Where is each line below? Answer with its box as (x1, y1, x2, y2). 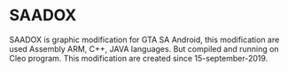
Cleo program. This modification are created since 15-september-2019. (9, 53, 269, 63)
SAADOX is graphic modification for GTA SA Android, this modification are (9, 34, 280, 45)
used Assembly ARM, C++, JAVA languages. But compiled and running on (9, 43, 279, 54)
